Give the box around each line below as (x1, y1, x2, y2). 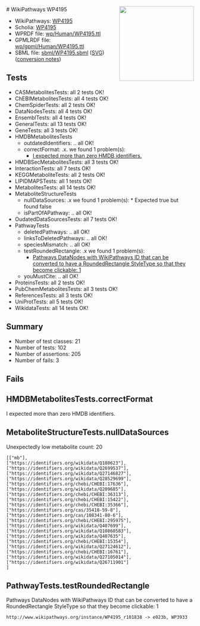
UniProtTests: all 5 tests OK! (14, 298, 83, 305)
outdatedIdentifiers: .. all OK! (23, 139, 94, 146)
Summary (6, 322, 43, 332)
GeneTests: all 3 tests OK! (14, 127, 79, 134)
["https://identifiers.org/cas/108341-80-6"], (6, 512, 124, 518)
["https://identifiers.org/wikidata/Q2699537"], (6, 465, 129, 471)
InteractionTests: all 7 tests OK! (14, 164, 91, 172)
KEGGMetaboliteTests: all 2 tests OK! (14, 171, 105, 178)
